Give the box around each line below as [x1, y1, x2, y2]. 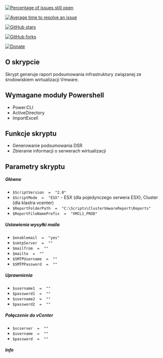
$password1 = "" [12, 291, 51, 296]
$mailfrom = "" [12, 245, 49, 251]
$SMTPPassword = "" [12, 261, 57, 267]
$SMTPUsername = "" [12, 256, 57, 261]
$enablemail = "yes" [12, 235, 60, 240]
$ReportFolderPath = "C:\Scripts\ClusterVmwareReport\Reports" [12, 205, 151, 211]
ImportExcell [12, 115, 38, 121]
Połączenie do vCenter [5, 312, 53, 318]
